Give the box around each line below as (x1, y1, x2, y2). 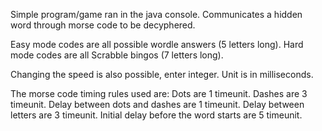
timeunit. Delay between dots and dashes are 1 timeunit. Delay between (10, 99, 305, 110)
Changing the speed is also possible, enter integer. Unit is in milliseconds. (10, 69, 314, 80)
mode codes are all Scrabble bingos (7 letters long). (10, 49, 224, 61)
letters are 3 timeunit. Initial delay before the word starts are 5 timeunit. (10, 109, 303, 121)
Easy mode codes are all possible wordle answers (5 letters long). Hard (10, 39, 304, 50)
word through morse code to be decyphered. (10, 19, 196, 31)
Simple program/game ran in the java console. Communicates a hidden (10, 9, 303, 20)
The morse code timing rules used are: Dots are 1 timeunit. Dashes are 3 (10, 88, 308, 99)
